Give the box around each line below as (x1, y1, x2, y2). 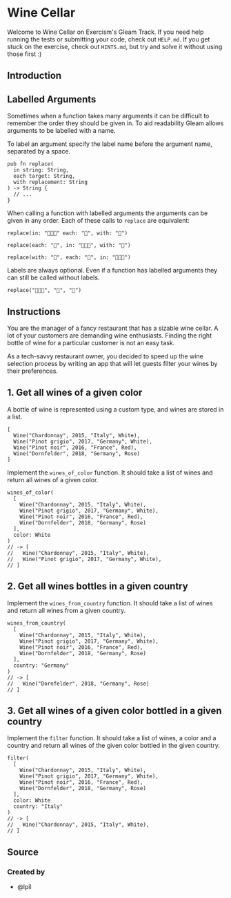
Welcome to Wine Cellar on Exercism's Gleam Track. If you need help (7, 28, 204, 36)
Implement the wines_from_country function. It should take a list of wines (7, 598, 213, 607)
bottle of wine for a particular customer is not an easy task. (7, 338, 175, 347)
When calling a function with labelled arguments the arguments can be (7, 209, 208, 217)
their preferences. (7, 367, 59, 375)
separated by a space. (7, 147, 71, 156)
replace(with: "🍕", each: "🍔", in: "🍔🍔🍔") (7, 254, 131, 261)
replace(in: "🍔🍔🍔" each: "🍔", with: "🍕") (7, 230, 128, 237)
